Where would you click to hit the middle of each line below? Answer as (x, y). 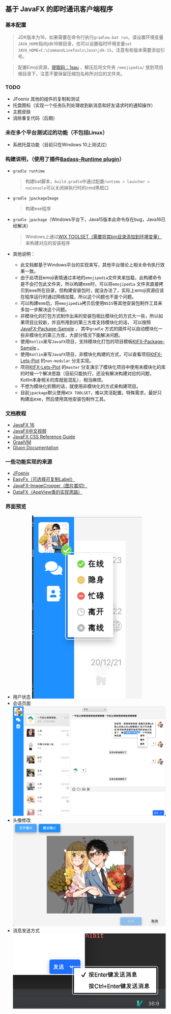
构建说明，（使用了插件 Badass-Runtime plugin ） (65, 159)
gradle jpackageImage (35, 198)
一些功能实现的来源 (29, 462)
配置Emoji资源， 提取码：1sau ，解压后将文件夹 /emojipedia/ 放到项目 (91, 67)
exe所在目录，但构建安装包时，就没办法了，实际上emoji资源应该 (97, 290)
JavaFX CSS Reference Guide (44, 437)
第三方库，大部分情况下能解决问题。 (85, 335)
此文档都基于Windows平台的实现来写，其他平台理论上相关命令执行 (90, 264)
